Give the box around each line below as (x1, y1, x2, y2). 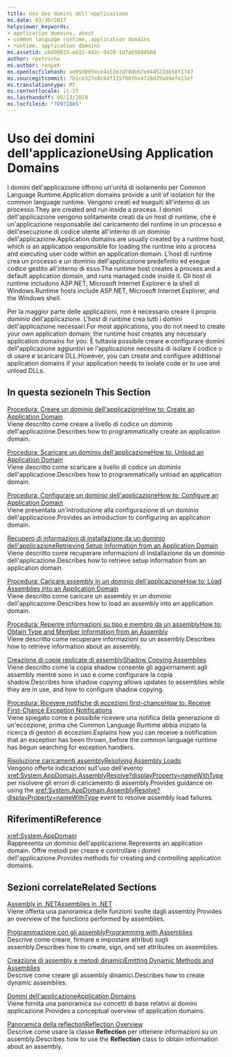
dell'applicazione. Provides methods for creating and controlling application (7, 854, 222, 862)
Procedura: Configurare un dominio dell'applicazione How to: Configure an (7, 491, 219, 499)
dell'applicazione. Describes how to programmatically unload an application (7, 470, 222, 478)
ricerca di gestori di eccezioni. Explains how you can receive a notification (7, 728, 217, 737)
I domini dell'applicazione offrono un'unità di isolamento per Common (7, 183, 206, 191)
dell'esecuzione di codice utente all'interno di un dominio (7, 227, 170, 236)
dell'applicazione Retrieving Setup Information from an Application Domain (7, 541, 218, 550)
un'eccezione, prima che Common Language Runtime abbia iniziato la (7, 721, 206, 729)
